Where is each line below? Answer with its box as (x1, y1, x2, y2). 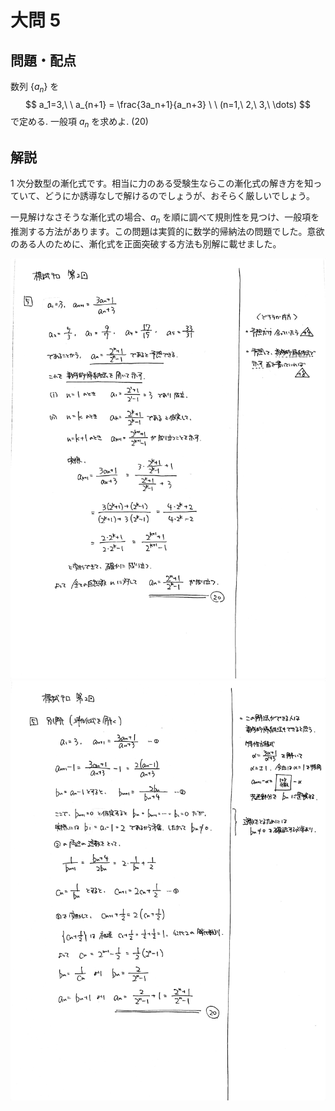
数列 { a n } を (10, 81, 60, 95)
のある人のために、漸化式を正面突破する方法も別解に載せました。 (10, 238, 282, 250)
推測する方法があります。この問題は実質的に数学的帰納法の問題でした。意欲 (10, 226, 325, 238)
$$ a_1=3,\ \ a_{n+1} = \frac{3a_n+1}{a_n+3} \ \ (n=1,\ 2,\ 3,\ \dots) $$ (24, 98, 312, 110)
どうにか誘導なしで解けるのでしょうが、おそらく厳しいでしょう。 (44, 190, 315, 202)
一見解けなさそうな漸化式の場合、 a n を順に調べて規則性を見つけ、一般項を (10, 211, 320, 226)
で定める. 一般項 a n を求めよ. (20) (10, 115, 149, 130)
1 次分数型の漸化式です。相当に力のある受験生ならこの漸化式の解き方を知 (10, 177, 314, 190)
